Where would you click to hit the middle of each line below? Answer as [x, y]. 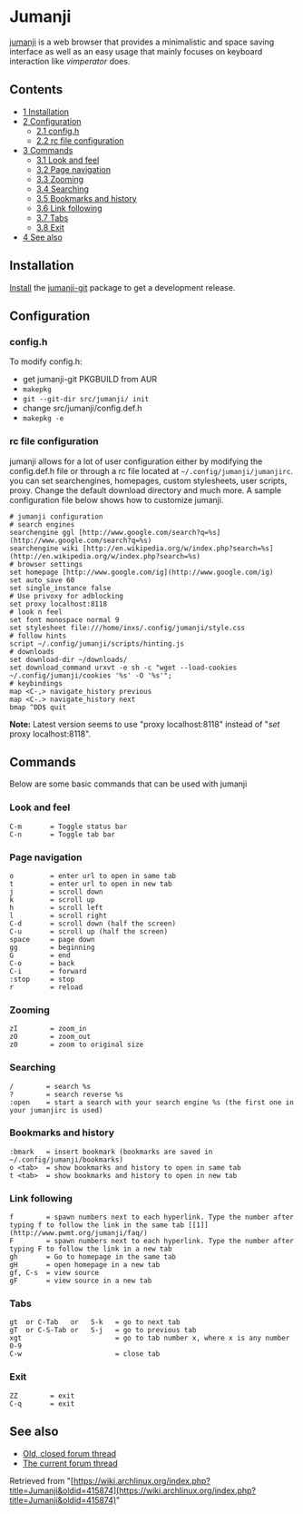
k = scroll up [52, 900]
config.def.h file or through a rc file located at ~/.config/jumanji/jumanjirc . [151, 470]
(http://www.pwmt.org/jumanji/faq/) [78, 1233]
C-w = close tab [85, 1354]
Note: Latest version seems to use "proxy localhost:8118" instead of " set [145, 724]
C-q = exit [42, 1404]
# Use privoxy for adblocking [67, 596]
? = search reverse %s [67, 1094]
